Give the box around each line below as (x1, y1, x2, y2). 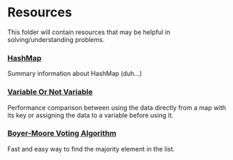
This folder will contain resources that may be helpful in (7, 28, 171, 36)
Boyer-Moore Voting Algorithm (7, 129, 117, 139)
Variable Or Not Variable (7, 87, 93, 97)
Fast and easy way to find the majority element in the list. (7, 144, 175, 153)
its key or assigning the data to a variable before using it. (7, 111, 174, 119)
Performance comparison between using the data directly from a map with (7, 103, 227, 112)
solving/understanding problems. (7, 35, 105, 43)
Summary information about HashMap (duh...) (7, 69, 143, 78)
